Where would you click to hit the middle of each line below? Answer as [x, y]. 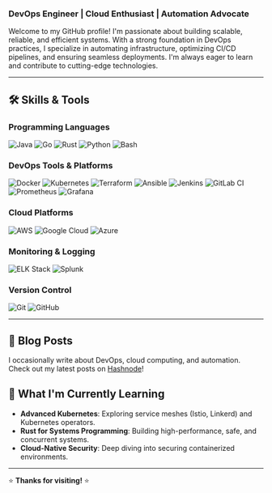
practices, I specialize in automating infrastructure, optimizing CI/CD [122, 49]
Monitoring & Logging [52, 251]
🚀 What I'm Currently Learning [87, 394]
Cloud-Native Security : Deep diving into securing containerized [127, 448]
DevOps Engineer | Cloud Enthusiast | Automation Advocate [129, 14]
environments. [44, 457]
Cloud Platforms [41, 213]
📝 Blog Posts [40, 340]
